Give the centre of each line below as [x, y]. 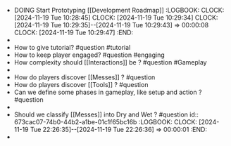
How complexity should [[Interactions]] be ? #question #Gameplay [110, 62]
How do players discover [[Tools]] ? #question [81, 85]
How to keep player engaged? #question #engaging [89, 55]
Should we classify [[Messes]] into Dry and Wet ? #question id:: [106, 114]
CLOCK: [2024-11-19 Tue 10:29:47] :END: [74, 32]
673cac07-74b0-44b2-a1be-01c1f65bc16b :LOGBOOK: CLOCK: [105, 122]
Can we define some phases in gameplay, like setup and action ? [108, 92]
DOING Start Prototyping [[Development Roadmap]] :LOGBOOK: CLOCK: [119, 10]
